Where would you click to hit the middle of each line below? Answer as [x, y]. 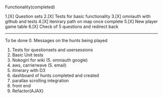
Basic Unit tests [28, 55]
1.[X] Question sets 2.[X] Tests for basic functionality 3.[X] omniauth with [78, 16]
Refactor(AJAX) [28, 91]
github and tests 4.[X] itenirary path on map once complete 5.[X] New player [81, 21]
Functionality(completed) [30, 7]
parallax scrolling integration [41, 81]
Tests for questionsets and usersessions [52, 50]
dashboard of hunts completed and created [56, 75]
